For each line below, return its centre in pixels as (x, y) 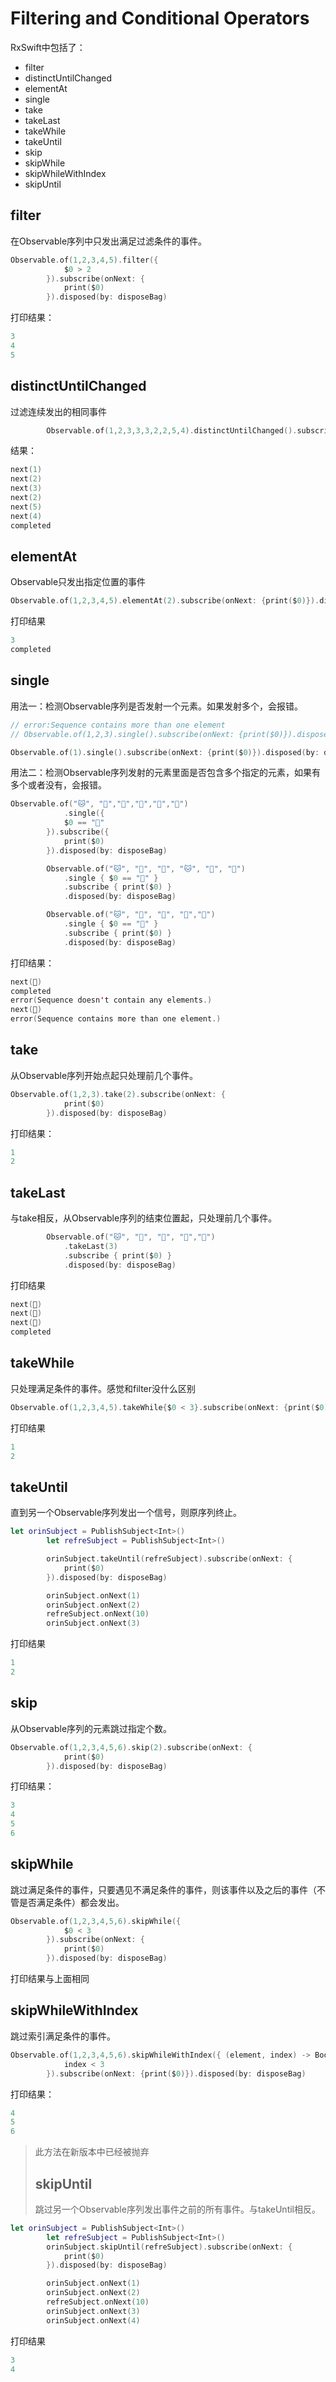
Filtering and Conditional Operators (160, 18)
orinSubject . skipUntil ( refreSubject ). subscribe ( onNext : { (169, 2247)
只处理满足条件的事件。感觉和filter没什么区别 (103, 1388)
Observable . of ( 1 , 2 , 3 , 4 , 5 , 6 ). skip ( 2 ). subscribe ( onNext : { (131, 1747)
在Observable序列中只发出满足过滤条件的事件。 (109, 241)
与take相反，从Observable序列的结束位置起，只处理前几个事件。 (144, 1218)
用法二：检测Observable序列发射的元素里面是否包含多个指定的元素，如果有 (166, 773)
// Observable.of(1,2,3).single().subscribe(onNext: (122, 734)
